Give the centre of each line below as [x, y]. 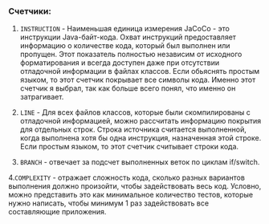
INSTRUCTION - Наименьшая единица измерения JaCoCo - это [125, 29]
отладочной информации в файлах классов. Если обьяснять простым [140, 71]
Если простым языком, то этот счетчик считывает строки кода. [129, 147]
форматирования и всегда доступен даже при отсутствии [120, 63]
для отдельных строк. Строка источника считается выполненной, [133, 129]
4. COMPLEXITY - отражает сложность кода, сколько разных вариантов [126, 177]
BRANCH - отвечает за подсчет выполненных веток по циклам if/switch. [140, 162]
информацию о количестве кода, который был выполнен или [125, 46]
